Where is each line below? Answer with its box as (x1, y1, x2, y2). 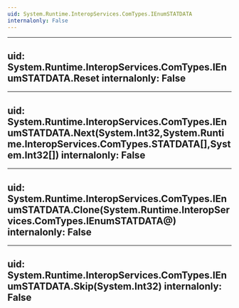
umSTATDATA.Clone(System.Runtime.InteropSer (7, 203, 230, 216)
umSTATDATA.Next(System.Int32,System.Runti (7, 127, 225, 139)
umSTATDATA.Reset (7, 72, 100, 84)
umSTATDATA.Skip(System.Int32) (7, 280, 162, 292)
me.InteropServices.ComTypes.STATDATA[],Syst (7, 138, 231, 150)
